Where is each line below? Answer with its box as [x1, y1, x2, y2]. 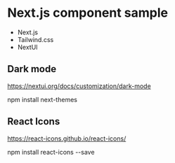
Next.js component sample [7, 5, 169, 21]
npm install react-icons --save [7, 148, 95, 156]
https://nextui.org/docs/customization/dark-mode [7, 82, 151, 90]
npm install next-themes [7, 95, 77, 104]
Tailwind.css [17, 35, 54, 43]
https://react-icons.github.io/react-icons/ [7, 134, 127, 143]
